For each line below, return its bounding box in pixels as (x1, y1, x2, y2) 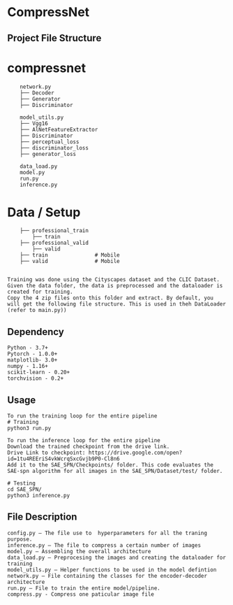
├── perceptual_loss (20, 138, 80, 145)
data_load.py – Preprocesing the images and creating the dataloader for (7, 554, 227, 561)
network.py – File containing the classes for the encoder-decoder (7, 572, 208, 579)
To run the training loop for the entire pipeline (7, 413, 158, 420)
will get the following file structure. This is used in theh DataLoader (7, 301, 227, 308)
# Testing (7, 480, 36, 487)
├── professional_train (20, 227, 89, 234)
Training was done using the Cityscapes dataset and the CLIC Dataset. (7, 276, 220, 283)
